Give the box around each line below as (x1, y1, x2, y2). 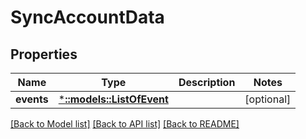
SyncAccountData (10, 6, 165, 29)
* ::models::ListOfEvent (58, 92, 169, 106)
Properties (10, 46, 78, 63)
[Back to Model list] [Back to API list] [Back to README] (10, 118, 240, 130)
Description (178, 76, 236, 89)
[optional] (244, 92, 292, 106)
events (15, 92, 49, 106)
